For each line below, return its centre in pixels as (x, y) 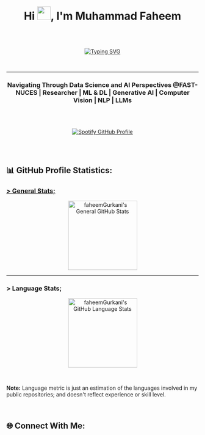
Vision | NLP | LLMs (103, 100)
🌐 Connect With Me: (46, 426)
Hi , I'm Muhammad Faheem (103, 16)
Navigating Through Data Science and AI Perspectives (89, 84)
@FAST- (185, 84)
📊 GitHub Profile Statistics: (59, 170)
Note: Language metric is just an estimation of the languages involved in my (102, 388)
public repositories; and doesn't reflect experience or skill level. (86, 395)
